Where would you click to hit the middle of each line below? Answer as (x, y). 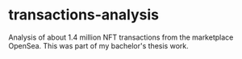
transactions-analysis (84, 15)
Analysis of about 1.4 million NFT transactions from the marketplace (121, 37)
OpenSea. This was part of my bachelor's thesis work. (98, 45)
